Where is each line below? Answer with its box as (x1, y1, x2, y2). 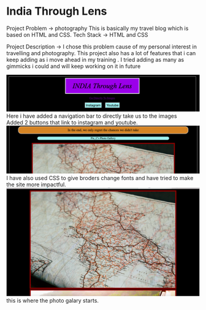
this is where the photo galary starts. (6, 297, 99, 304)
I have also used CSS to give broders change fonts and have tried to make (6, 175, 194, 182)
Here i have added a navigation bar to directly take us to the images (6, 112, 177, 119)
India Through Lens (6, 4, 107, 18)
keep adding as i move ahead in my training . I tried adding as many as (6, 56, 185, 63)
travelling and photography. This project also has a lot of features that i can (6, 49, 196, 56)
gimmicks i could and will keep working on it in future (6, 62, 141, 70)
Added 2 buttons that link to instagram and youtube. (6, 118, 138, 126)
